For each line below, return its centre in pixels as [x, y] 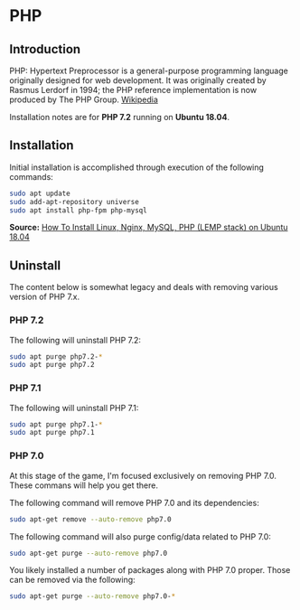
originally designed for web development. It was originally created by [138, 80]
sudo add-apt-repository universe [75, 202]
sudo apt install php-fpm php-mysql [78, 210]
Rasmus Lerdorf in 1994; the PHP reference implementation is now [133, 90]
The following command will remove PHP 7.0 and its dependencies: [134, 502]
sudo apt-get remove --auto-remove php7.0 [90, 519]
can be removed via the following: [72, 580]
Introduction [45, 49]
